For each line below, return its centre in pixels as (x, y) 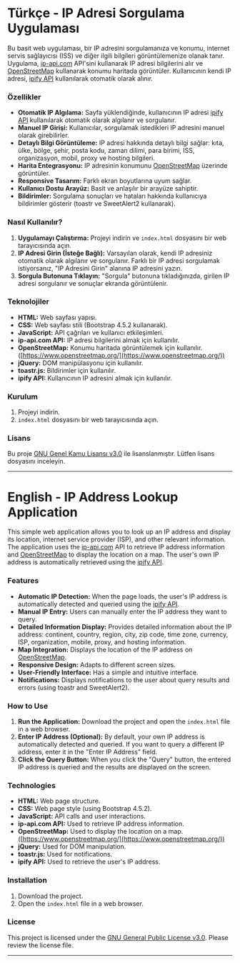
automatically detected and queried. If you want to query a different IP (121, 744)
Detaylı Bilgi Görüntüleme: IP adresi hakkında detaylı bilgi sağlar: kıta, (121, 143)
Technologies (31, 785)
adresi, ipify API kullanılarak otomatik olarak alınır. (80, 78)
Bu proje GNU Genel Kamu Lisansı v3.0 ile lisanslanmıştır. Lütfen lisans (111, 454)
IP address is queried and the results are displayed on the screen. (114, 767)
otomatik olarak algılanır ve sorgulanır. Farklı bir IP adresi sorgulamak (119, 260)
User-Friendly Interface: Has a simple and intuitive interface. (108, 672)
